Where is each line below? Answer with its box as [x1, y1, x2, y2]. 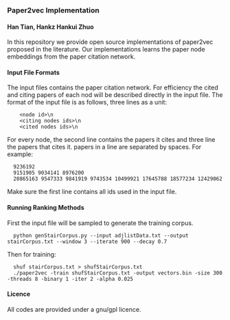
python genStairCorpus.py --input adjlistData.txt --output [13, 232, 189, 239]
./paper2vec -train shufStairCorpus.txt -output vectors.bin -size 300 [13, 269, 223, 277]
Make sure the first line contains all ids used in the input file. [7, 188, 177, 196]
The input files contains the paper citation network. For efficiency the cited [7, 83, 218, 92]
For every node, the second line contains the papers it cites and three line [7, 136, 216, 144]
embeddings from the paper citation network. [7, 52, 136, 61]
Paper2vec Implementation [7, 6, 100, 15]
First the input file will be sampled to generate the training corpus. [7, 219, 194, 227]
